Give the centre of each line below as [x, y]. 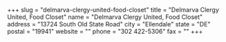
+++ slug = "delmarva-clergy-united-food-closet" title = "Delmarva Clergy [113, 10]
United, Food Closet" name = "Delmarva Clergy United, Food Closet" [105, 17]
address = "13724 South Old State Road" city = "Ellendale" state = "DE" [109, 24]
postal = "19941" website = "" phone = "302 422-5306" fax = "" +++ [105, 31]
